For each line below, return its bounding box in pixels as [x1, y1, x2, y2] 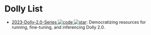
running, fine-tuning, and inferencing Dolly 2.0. [11, 24, 105, 30]
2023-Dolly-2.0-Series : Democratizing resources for [11, 19, 146, 25]
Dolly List [4, 3, 43, 14]
